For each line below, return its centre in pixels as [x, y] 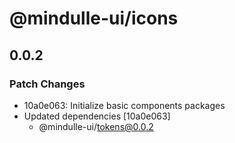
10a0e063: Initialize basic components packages [124, 105]
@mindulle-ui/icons [94, 18]
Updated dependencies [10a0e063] [97, 116]
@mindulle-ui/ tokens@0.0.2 [96, 126]
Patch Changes [47, 84]
